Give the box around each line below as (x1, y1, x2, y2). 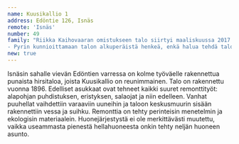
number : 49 (7, 30, 40, 38)
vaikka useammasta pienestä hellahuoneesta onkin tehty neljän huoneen (7, 122, 221, 131)
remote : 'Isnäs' (7, 23, 55, 31)
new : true (7, 50, 37, 57)
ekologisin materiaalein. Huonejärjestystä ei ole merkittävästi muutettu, (7, 114, 215, 123)
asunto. (7, 129, 30, 138)
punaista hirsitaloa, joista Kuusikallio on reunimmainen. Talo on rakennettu (7, 77, 224, 85)
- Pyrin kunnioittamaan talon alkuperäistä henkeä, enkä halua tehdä (7, 43, 218, 50)
